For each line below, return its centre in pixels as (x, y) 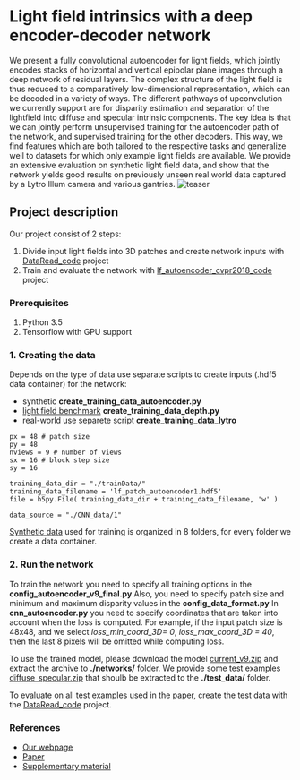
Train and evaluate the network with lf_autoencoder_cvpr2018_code (147, 270)
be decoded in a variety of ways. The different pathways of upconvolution (146, 98)
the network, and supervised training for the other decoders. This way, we (146, 136)
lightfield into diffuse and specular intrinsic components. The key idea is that (150, 117)
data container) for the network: (68, 384)
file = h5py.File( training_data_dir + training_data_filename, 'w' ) (144, 500)
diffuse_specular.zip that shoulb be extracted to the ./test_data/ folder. (140, 677)
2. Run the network (51, 564)
